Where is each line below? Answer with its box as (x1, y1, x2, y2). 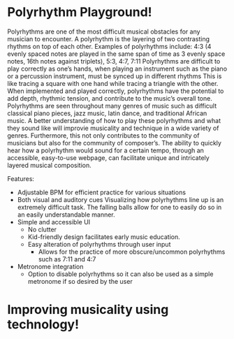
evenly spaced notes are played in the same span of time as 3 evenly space (7, 50, 226, 58)
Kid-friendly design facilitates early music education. (27, 232, 180, 241)
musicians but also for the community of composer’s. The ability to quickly (7, 138, 222, 147)
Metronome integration (17, 262, 84, 271)
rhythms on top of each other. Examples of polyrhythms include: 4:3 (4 (7, 42, 212, 50)
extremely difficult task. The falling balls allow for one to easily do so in (17, 203, 222, 211)
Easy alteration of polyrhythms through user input (27, 240, 171, 248)
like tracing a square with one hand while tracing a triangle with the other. (7, 79, 219, 87)
